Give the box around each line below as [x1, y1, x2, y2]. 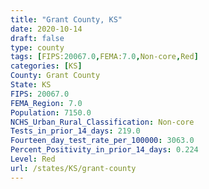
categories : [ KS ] [10, 61, 83, 71]
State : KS [10, 80, 52, 90]
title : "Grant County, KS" [10, 14, 123, 25]
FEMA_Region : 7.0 [10, 98, 83, 108]
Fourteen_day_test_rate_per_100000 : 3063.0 [10, 136, 195, 146]
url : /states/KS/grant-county [10, 163, 137, 173]
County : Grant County [10, 71, 101, 81]
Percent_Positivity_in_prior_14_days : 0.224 [10, 145, 199, 155]
